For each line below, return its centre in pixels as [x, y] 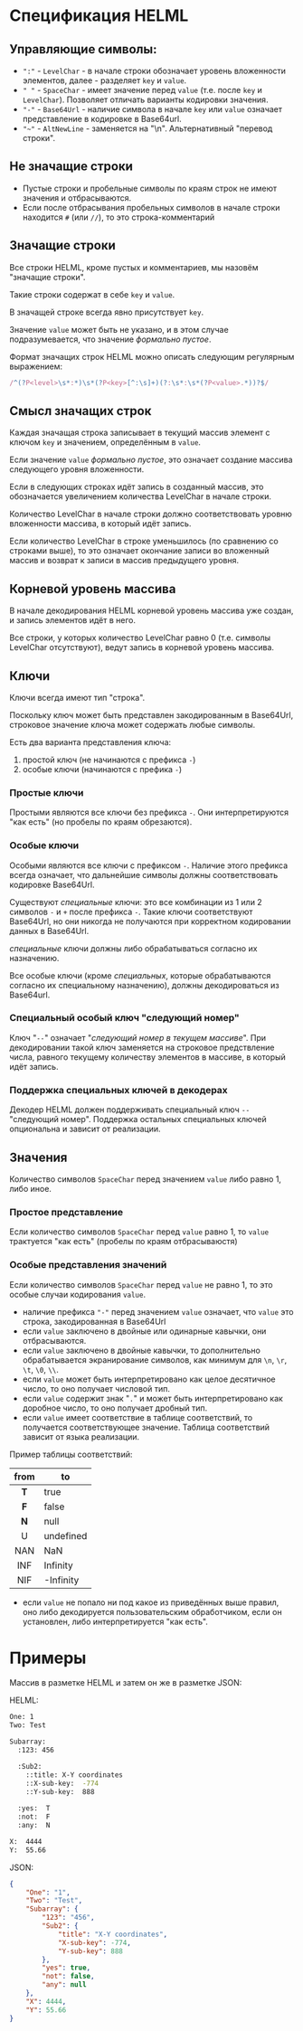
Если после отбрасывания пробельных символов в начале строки [151, 207]
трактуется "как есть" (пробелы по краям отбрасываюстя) [123, 1242]
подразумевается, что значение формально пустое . [110, 339]
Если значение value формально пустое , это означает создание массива [151, 460]
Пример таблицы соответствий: [71, 1454]
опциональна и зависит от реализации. [85, 1129]
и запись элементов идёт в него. [73, 620]
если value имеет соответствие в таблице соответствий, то [137, 1417]
